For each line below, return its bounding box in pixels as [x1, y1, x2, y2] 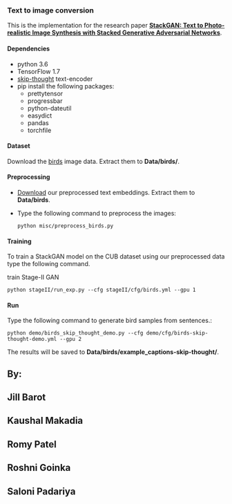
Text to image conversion [7, 6, 95, 15]
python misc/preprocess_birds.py [17, 222, 114, 230]
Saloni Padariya [7, 485, 76, 497]
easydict [27, 111, 52, 120]
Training [7, 237, 32, 245]
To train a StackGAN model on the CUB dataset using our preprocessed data [7, 252, 225, 261]
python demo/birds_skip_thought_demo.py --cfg [7, 330, 144, 337]
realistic [7, 28, 31, 37]
